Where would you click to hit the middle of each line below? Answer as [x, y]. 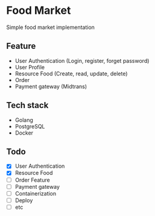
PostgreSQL [30, 126]
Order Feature [32, 180]
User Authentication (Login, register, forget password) [82, 60]
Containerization [36, 193]
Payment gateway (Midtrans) [51, 86]
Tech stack [27, 105]
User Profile [30, 67]
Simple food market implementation [51, 27]
